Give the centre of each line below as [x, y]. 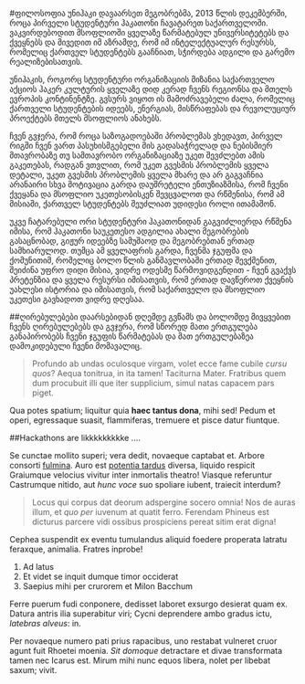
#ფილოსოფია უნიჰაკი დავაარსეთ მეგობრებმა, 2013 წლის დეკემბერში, [148, 13]
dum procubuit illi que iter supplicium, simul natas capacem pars [153, 383]
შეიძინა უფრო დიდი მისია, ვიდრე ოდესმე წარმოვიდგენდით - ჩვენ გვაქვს [153, 270]
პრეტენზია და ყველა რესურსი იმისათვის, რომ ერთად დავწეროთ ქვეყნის [152, 279]
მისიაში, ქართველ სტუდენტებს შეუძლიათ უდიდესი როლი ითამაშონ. [143, 204]
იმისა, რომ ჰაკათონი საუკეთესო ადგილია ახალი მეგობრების [129, 231]
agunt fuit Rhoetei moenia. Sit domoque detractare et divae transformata [146, 651]
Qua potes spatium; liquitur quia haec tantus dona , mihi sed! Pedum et [142, 410]
